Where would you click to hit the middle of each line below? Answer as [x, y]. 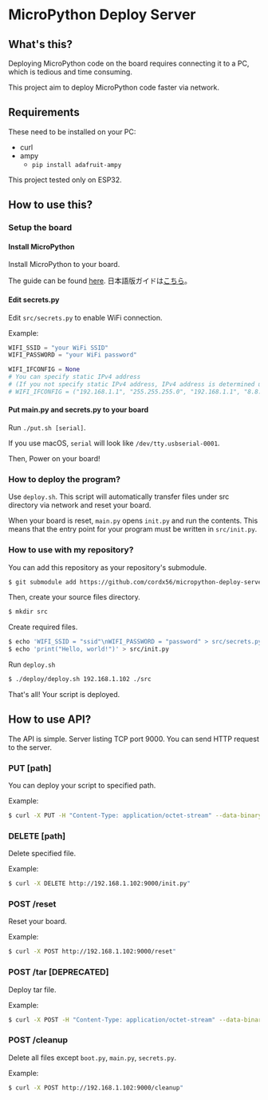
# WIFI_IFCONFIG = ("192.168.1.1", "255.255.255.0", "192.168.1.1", [124, 392]
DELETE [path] [37, 835]
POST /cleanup [38, 1040]
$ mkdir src [28, 612]
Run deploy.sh [32, 664]
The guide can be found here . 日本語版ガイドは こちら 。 [100, 281]
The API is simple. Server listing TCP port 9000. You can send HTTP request [134, 739]
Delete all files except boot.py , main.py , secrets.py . [93, 1058]
